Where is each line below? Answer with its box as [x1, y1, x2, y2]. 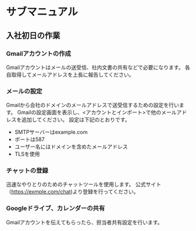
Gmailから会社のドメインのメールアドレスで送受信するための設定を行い [6, 102, 180, 109]
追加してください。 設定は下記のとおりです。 [21, 116, 130, 123]
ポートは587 [14, 136, 45, 143]
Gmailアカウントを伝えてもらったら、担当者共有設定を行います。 [6, 219, 163, 226]
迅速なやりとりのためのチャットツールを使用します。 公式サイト [6, 181, 161, 188]
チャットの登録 [6, 167, 49, 175]
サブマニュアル [6, 5, 78, 19]
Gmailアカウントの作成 [6, 49, 72, 57]
